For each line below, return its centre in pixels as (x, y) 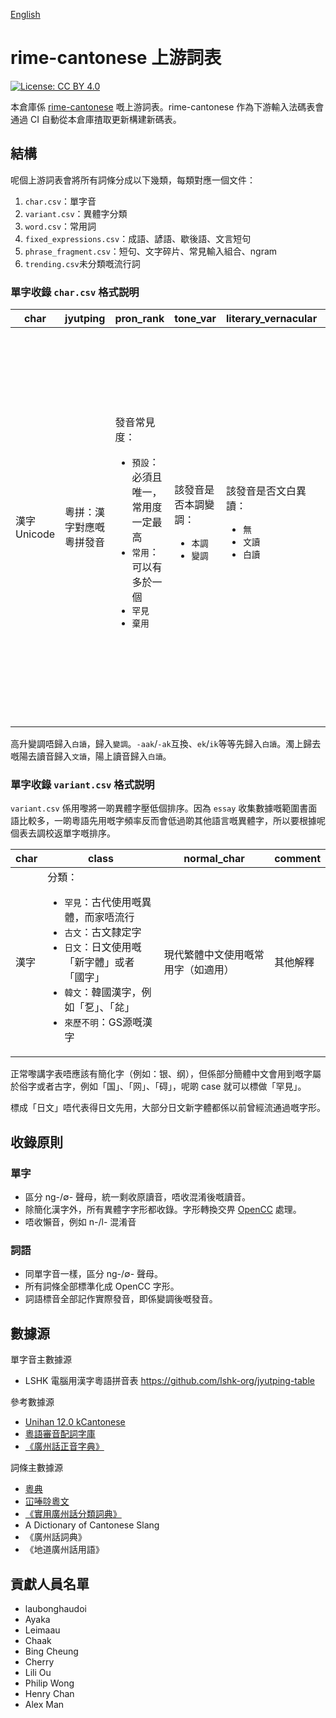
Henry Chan (49, 1693)
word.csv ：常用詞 (60, 226)
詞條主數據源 (36, 1468)
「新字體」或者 (99, 962)
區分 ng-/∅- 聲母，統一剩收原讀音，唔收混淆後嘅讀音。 (138, 1197)
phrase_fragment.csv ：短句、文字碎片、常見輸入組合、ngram (151, 251)
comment (297, 859)
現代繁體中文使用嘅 (209, 955)
